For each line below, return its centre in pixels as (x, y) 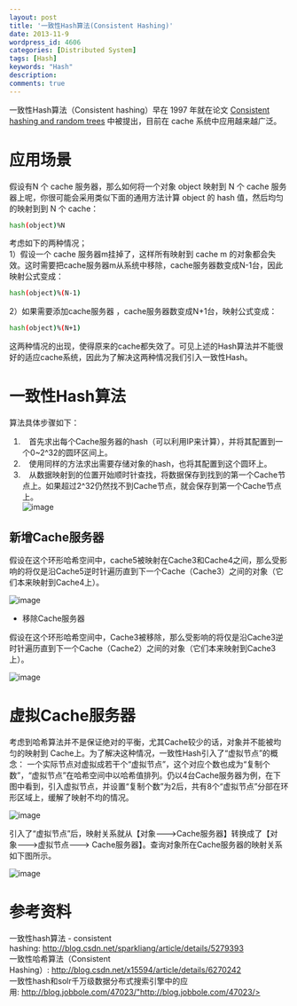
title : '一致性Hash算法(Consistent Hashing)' (91, 26)
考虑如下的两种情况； (48, 243)
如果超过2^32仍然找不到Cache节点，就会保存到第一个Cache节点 (164, 486)
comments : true (37, 83)
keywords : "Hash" (41, 67)
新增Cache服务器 (57, 537)
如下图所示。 (32, 855)
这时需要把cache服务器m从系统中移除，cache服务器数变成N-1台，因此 (154, 265)
